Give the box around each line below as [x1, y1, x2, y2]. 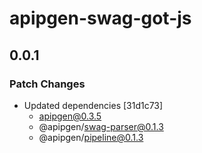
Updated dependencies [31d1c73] [23, 99, 164, 111]
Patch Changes [9, 77, 86, 91]
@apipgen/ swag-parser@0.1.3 [38, 120, 164, 132]
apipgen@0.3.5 [38, 110, 102, 122]
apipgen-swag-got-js [9, 7, 192, 30]
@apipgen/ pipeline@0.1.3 [38, 131, 144, 143]
